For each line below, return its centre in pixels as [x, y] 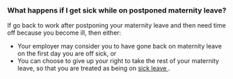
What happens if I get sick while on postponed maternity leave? [117, 10]
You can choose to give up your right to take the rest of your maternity [118, 61]
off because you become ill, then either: [64, 33]
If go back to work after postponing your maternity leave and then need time [116, 26]
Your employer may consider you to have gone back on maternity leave [120, 46]
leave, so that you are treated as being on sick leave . [94, 69]
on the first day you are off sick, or [67, 53]
